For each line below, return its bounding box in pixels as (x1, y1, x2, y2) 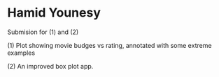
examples (7, 49, 36, 57)
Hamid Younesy (7, 5, 101, 21)
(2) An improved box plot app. (7, 62, 94, 70)
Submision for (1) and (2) (7, 28, 79, 36)
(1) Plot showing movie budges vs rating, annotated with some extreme (7, 41, 212, 49)
